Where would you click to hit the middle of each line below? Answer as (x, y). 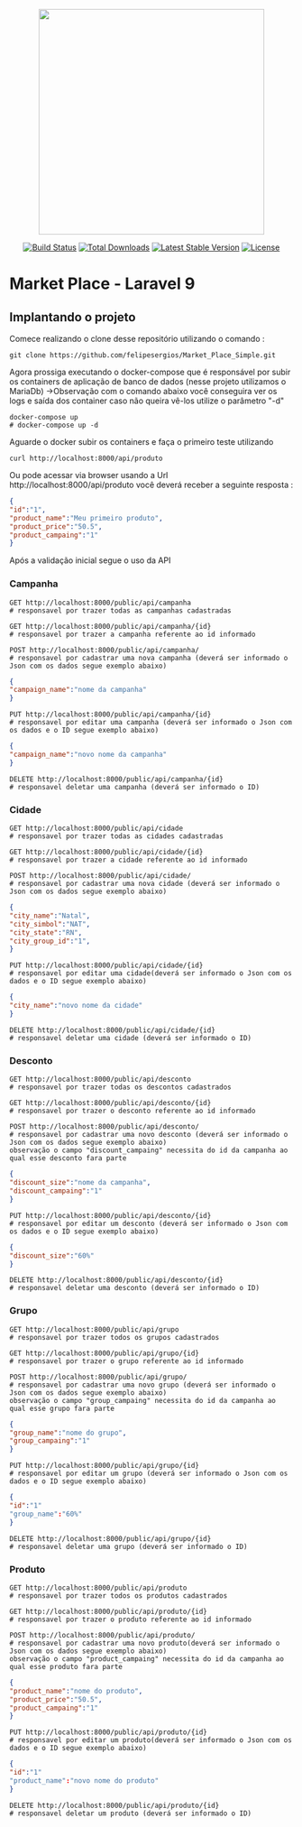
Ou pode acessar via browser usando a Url (89, 475)
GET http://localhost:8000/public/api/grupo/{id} (105, 1353)
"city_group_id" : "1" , (50, 941)
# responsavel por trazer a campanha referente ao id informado (133, 634)
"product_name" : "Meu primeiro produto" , (87, 518)
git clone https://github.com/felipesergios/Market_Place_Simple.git (143, 355)
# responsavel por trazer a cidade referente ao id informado (128, 860)
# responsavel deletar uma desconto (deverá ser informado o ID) (134, 1288)
